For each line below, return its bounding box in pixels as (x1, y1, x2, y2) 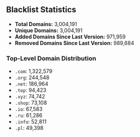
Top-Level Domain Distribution (6, 54, 97, 62)
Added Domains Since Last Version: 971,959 (14, 33, 126, 40)
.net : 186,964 (14, 80, 49, 88)
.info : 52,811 (14, 118, 47, 125)
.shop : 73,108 (14, 99, 47, 106)
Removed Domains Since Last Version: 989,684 (14, 39, 135, 46)
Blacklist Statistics (6, 5, 77, 15)
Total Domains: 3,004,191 (14, 20, 77, 27)
